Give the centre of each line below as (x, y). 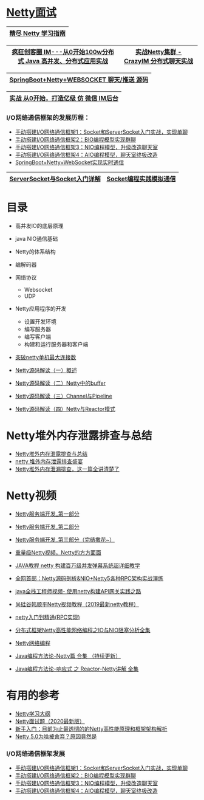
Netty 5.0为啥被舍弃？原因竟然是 (56, 736)
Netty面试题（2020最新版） (50, 721)
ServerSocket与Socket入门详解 (55, 179)
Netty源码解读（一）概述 (46, 370)
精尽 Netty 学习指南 (37, 33)
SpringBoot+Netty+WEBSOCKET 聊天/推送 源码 (79, 80)
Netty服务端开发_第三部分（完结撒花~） (65, 540)
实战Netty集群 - (159, 52)
